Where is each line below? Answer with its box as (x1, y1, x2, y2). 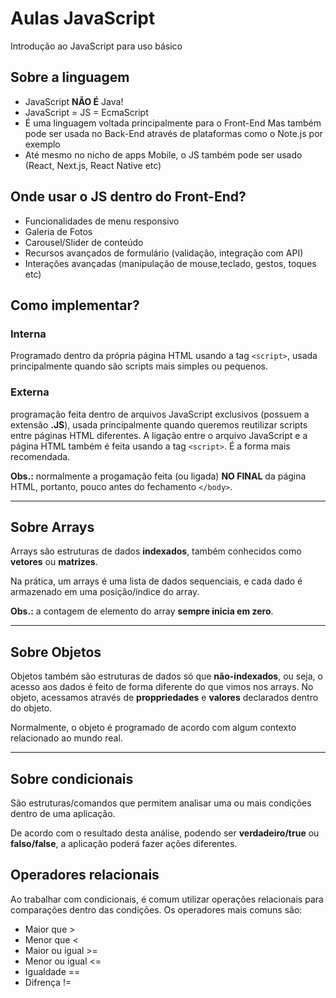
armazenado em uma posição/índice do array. (10, 586, 200, 598)
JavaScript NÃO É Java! (24, 95, 124, 107)
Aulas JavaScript (10, 7, 156, 30)
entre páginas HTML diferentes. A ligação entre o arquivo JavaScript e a (10, 429, 308, 441)
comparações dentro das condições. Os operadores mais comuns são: (10, 903, 303, 916)
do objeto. (10, 702, 53, 714)
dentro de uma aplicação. (10, 807, 116, 819)
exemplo (24, 138, 61, 150)
